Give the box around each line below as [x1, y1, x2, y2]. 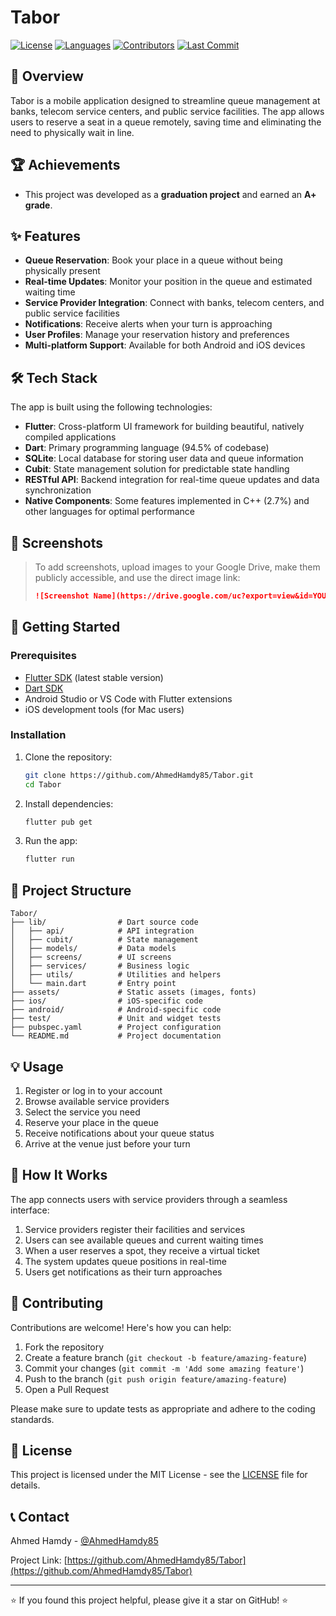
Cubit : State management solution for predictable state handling [24, 463, 290, 475]
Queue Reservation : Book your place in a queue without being [24, 254, 283, 266]
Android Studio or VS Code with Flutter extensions [24, 692, 233, 705]
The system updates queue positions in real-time [24, 1255, 228, 1267]
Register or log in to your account [24, 1084, 163, 1096]
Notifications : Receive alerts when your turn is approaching [24, 318, 273, 330]
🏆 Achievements [10, 157, 121, 174]
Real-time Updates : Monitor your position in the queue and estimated [24, 276, 313, 288]
